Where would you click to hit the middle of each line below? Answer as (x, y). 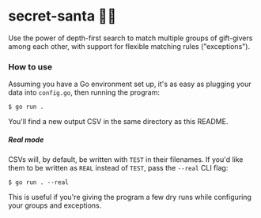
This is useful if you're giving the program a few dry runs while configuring (130, 197)
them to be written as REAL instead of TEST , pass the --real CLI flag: (118, 168)
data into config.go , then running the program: (84, 92)
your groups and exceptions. (55, 205)
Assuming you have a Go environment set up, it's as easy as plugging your (130, 84)
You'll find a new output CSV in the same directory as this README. (118, 122)
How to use (30, 66)
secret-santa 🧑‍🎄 (62, 16)
